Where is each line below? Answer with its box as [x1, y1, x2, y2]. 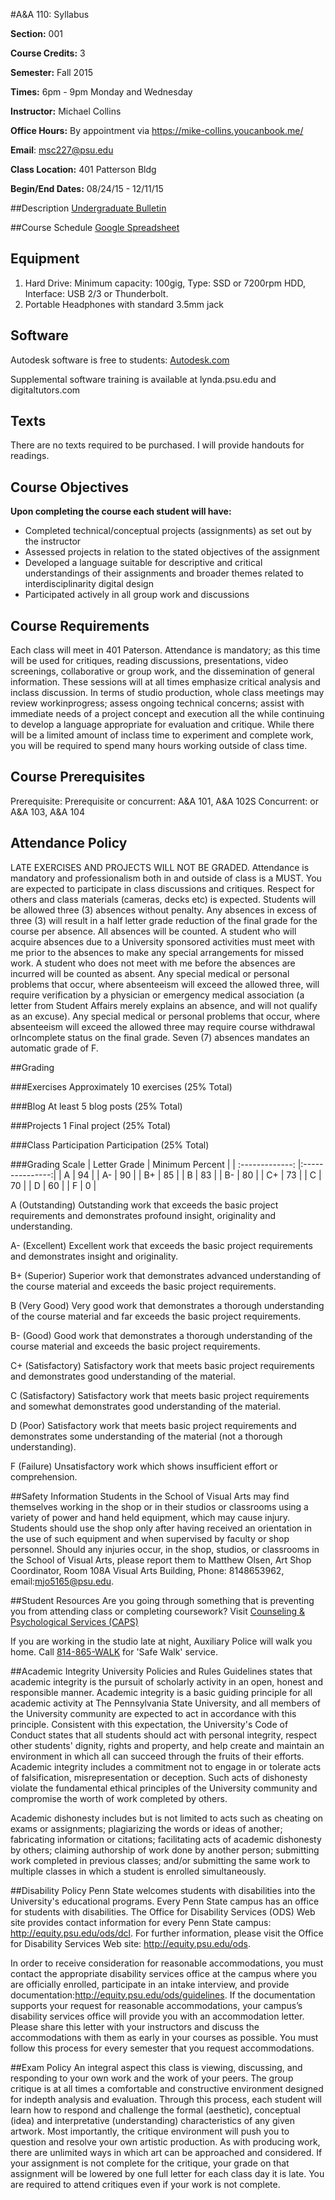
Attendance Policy [10, 835, 128, 852]
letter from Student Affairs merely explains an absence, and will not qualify [10, 999, 318, 1011]
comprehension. [10, 1470, 78, 1483]
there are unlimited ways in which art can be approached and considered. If [10, 2146, 323, 2158]
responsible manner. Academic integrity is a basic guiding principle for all [10, 1686, 313, 1698]
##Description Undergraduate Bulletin [10, 202, 167, 214]
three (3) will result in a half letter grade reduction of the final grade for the [10, 914, 318, 926]
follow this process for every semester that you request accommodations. [10, 2042, 315, 2054]
